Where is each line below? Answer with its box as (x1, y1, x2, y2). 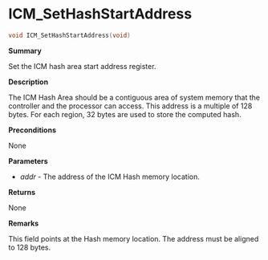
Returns (8, 187, 36, 197)
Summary (8, 46, 42, 55)
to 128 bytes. (8, 242, 51, 252)
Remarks (8, 218, 39, 228)
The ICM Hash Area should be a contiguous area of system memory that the (8, 92, 261, 102)
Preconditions (8, 125, 56, 135)
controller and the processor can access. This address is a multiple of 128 (8, 101, 253, 111)
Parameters (8, 156, 48, 165)
